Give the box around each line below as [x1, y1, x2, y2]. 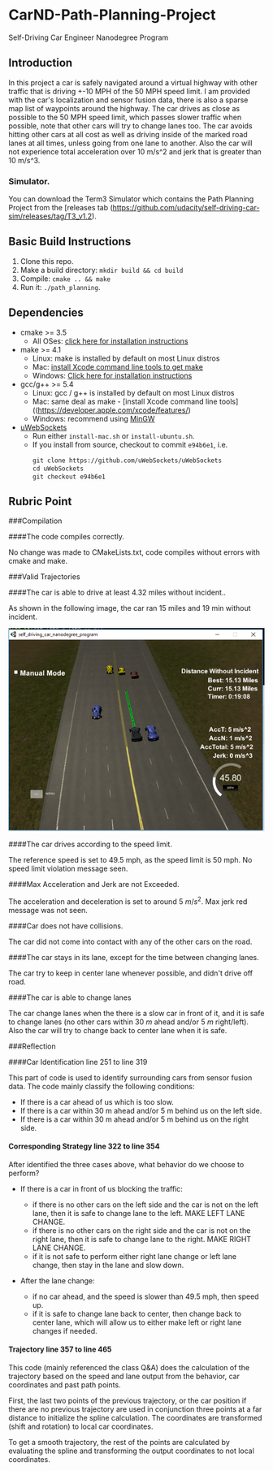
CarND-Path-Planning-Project [8, 6, 217, 24]
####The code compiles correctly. [8, 532, 124, 542]
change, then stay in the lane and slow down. [32, 1260, 184, 1270]
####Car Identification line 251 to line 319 [8, 1057, 148, 1066]
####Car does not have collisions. [8, 920, 123, 931]
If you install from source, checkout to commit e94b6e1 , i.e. [32, 439, 228, 449]
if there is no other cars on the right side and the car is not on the [32, 1225, 251, 1235]
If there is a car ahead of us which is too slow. [19, 1097, 175, 1106]
